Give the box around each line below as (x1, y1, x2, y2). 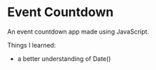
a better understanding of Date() (17, 54, 111, 63)
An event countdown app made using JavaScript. (7, 27, 149, 36)
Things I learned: (7, 41, 56, 49)
